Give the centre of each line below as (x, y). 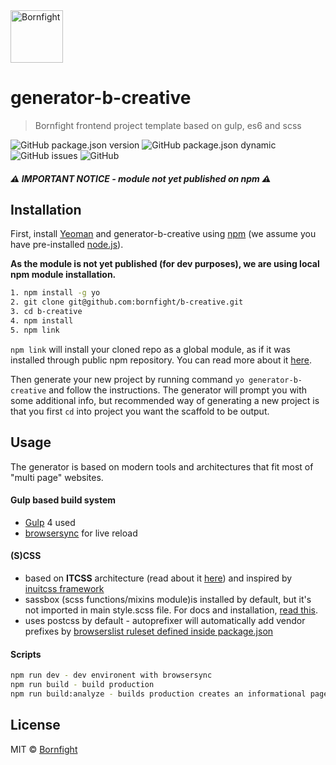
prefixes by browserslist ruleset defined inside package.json (149, 631)
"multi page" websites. (57, 477)
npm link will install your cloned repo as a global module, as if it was (150, 349)
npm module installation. (63, 275)
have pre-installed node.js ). (67, 245)
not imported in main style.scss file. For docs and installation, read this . (171, 610)
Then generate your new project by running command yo (127, 379)
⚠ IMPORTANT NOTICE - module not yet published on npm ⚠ (141, 178)
